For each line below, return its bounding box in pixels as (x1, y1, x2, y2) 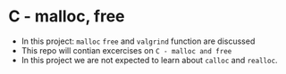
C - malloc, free (8, 6, 126, 27)
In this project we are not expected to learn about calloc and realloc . (21, 54, 278, 65)
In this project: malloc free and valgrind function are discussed (21, 36, 256, 46)
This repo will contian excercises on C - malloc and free (21, 45, 232, 55)
